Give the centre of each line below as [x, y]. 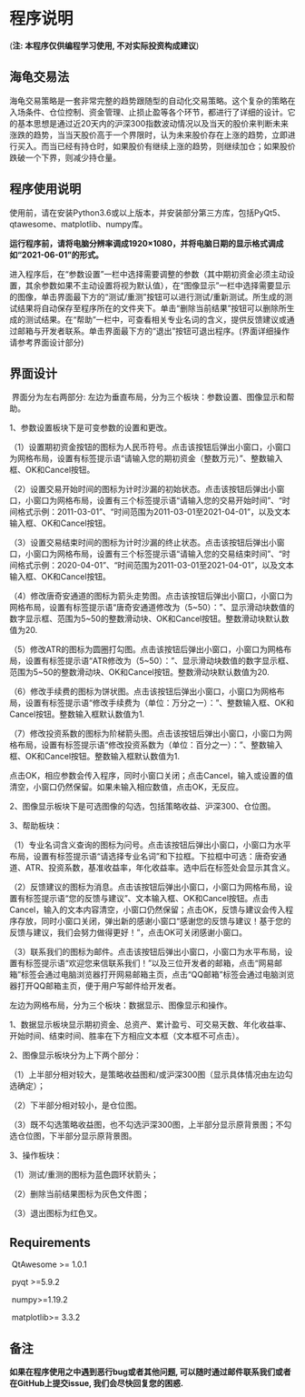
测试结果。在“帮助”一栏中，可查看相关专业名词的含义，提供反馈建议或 [156, 319]
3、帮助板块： [36, 826]
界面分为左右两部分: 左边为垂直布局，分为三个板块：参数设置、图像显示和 [149, 397]
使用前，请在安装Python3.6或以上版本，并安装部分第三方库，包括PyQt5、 [148, 212]
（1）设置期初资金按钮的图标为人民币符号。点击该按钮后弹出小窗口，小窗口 [150, 447]
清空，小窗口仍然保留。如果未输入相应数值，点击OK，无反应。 [127, 787]
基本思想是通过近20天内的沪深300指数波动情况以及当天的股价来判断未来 [152, 123]
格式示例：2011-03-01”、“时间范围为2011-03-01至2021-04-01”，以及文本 [153, 512]
